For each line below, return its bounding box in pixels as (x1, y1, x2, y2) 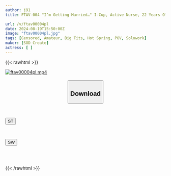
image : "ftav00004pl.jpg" (5, 31, 60, 36)
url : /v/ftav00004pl (5, 21, 49, 27)
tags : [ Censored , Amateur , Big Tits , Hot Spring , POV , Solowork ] (5, 36, 147, 41)
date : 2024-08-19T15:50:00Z (5, 26, 65, 31)
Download (70, 90, 101, 97)
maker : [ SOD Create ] (5, 40, 49, 46)
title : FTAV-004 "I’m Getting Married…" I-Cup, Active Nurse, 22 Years (5, 12, 160, 17)
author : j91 (5, 7, 31, 13)
